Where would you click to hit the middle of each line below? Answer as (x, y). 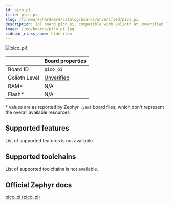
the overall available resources (38, 112)
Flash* (16, 94)
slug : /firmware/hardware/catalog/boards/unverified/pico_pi (72, 19)
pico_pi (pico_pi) (23, 197)
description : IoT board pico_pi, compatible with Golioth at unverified (84, 24)
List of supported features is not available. (50, 140)
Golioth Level (24, 78)
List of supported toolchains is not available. (52, 169)
